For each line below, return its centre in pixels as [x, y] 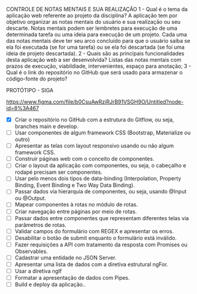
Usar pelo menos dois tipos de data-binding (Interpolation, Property [98, 179]
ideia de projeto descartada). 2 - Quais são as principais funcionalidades [95, 53]
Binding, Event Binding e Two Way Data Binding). [75, 185]
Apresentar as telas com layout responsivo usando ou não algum [94, 146]
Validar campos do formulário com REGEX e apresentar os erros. [94, 231]
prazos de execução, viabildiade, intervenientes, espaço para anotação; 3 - [99, 66]
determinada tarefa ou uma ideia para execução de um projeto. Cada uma [97, 35]
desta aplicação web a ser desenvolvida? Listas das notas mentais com [94, 60]
